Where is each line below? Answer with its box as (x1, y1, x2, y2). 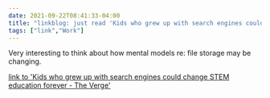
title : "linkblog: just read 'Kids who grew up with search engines (8, 19, 243, 27)
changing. (8, 57, 42, 66)
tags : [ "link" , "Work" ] (8, 26, 84, 34)
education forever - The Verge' (8, 80, 111, 90)
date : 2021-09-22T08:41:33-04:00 (8, 11, 121, 20)
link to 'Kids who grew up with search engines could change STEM (8, 73, 230, 82)
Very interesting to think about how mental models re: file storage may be (8, 49, 252, 58)
